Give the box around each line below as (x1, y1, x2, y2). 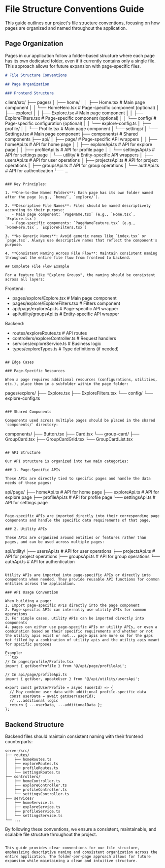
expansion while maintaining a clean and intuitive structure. (5, 859, 138, 864)
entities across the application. (5, 581, 76, 586)
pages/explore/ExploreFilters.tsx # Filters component (12, 300, 121, 306)
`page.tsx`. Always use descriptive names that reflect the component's (5, 238, 158, 243)
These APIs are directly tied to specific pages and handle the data (5, 476, 151, 481)
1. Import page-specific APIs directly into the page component (5, 603, 140, 608)
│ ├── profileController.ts (5, 787, 67, 792)
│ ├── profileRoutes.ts (5, 766, 58, 771)
